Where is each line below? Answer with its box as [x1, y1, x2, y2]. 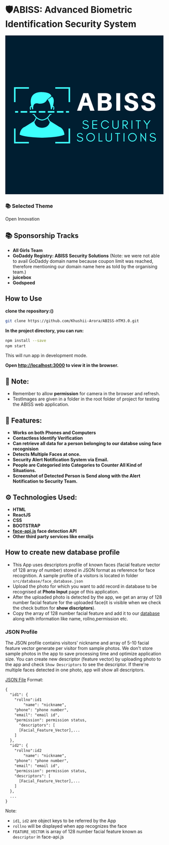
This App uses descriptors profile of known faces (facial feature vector [12, 561, 160, 568]
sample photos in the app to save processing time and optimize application [5, 651, 161, 657]
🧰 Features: [5, 416, 42, 425]
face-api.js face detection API [12, 528, 77, 534]
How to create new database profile [5, 548, 120, 557]
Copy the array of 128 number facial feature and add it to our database [12, 610, 160, 616]
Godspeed [12, 280, 35, 286]
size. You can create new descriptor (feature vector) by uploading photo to [5, 656, 161, 662]
